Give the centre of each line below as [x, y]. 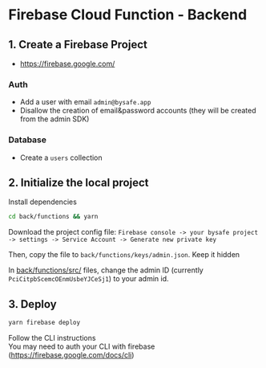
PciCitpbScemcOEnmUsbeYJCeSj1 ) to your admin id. [89, 279]
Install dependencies [43, 202]
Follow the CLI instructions [52, 337]
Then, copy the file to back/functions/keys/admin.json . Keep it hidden [124, 255]
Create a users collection [61, 157]
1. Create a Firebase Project [78, 45]
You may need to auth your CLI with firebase [82, 346]
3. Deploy [33, 304]
